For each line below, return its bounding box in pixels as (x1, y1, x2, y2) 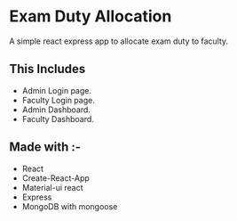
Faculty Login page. (21, 94, 95, 105)
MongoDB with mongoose (21, 201, 118, 211)
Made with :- (9, 140, 82, 155)
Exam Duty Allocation (9, 6, 172, 27)
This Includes (9, 61, 86, 77)
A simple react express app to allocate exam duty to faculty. (9, 36, 229, 46)
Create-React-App (21, 172, 91, 184)
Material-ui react (21, 182, 83, 192)
